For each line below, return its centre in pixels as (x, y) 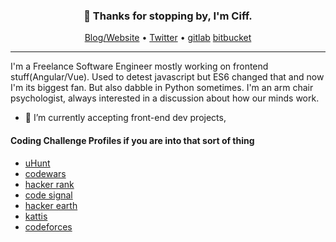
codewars (45, 173)
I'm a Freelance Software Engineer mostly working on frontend (139, 66)
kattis (36, 216)
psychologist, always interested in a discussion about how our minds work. (165, 98)
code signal (48, 195)
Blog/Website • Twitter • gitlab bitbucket (168, 38)
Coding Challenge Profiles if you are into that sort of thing (132, 140)
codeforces (48, 226)
